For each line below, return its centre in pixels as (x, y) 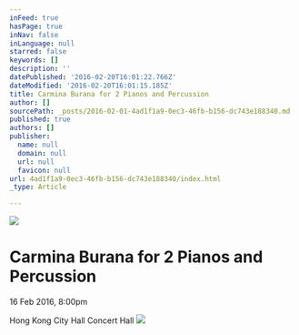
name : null (38, 145)
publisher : (30, 137)
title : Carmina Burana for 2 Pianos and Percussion (109, 94)
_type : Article (38, 188)
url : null (36, 162)
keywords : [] (34, 60)
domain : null (42, 153)
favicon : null (44, 170)
